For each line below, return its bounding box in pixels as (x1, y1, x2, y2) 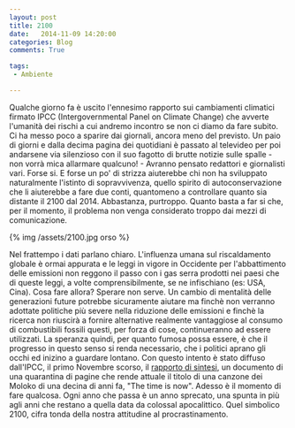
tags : (9, 62, 29, 71)
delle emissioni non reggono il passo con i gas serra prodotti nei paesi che (9, 267, 280, 279)
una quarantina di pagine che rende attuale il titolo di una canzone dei (9, 371, 263, 381)
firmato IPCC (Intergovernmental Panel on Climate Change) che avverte (9, 111, 269, 122)
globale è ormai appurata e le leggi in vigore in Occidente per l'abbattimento (9, 258, 287, 269)
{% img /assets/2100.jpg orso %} (9, 232, 130, 242)
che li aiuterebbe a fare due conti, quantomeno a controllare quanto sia (9, 187, 268, 197)
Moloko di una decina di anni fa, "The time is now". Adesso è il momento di (9, 380, 282, 391)
